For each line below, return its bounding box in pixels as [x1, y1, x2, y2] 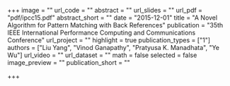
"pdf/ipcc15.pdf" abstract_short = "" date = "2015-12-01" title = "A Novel [7, 13, 218, 22]
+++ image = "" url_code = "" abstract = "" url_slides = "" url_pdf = [7, 6, 203, 14]
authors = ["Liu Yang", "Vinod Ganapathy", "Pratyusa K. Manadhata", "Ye [7, 44, 220, 51]
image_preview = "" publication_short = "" [7, 59, 130, 66]
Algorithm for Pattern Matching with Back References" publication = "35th [7, 21, 224, 29]
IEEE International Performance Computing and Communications [7, 28, 196, 37]
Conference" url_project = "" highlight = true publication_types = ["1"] [7, 36, 211, 44]
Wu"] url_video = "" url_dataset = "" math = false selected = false [7, 51, 197, 59]
